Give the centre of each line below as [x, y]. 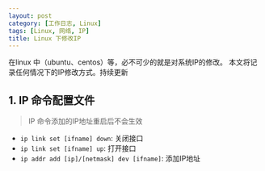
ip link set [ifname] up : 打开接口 [78, 148]
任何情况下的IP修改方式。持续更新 [72, 73]
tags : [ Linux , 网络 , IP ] [49, 31]
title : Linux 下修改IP [45, 38]
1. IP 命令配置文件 [52, 100]
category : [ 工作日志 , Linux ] [55, 23]
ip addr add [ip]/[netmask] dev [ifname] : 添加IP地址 [110, 159]
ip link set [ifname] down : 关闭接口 [82, 139]
